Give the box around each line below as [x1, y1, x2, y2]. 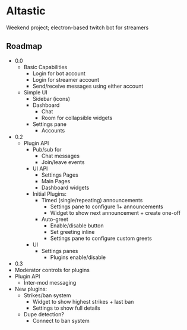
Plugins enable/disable [50, 254, 106, 261]
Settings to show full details [32, 304, 100, 312]
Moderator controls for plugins [14, 266, 90, 273]
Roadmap [6, 41, 43, 51]
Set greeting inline [50, 228, 95, 235]
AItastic [6, 4, 46, 18]
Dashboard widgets [41, 184, 90, 191]
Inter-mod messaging [23, 279, 77, 286]
